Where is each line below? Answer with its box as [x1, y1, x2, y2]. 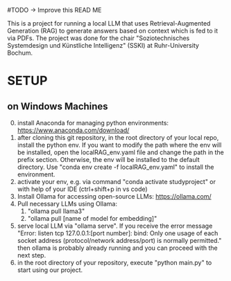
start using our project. [17, 266, 83, 274]
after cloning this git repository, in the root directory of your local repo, [17, 134, 219, 141]
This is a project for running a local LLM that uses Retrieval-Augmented [7, 19, 211, 27]
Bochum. [7, 48, 33, 57]
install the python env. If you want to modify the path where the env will [17, 141, 222, 149]
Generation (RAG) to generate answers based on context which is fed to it [7, 27, 219, 35]
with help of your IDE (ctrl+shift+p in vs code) [17, 185, 148, 193]
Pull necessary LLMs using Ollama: [17, 200, 118, 208]
